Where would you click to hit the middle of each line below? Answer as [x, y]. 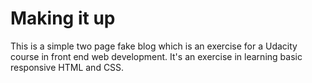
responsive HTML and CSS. [67, 67]
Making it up [63, 18]
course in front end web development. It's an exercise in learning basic [156, 56]
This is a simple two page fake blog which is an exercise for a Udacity [154, 46]
